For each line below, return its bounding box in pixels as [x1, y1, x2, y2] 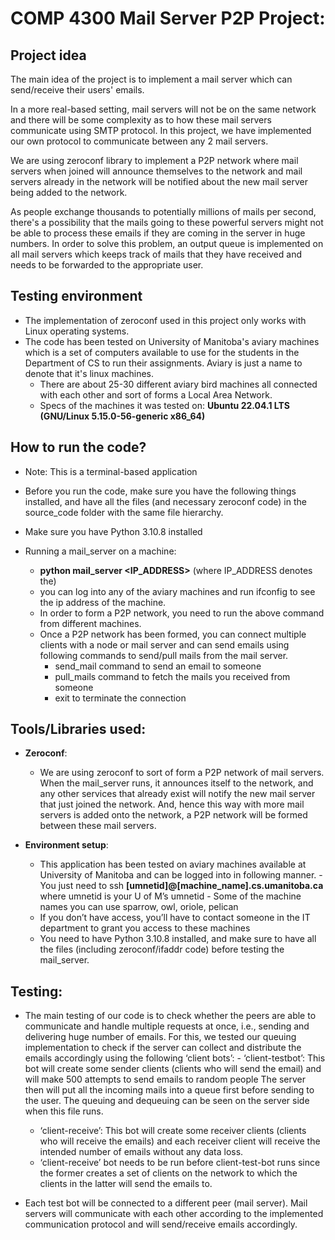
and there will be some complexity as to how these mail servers [10, 114, 272, 126]
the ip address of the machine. [39, 596, 167, 608]
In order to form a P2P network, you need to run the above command [39, 607, 325, 619]
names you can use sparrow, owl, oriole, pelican [39, 901, 239, 913]
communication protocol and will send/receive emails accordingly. [24, 1218, 298, 1231]
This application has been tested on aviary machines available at [39, 858, 307, 871]
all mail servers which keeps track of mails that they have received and [10, 248, 302, 260]
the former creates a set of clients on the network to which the [39, 1167, 298, 1179]
